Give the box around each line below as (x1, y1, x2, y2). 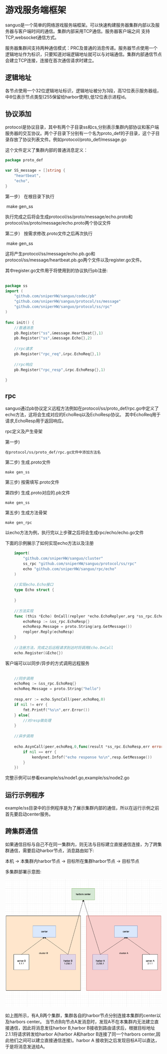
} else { (14, 712, 30, 717)
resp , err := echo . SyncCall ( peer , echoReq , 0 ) (14, 697, 106, 702)
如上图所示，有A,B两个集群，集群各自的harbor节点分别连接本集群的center (5, 1012, 157, 1018)
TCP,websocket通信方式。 (5, 34, 60, 40)
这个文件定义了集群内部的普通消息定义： (5, 147, 88, 153)
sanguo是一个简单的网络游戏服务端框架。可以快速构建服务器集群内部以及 (5, 22, 156, 28)
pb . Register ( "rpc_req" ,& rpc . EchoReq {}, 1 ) (14, 351, 101, 356)
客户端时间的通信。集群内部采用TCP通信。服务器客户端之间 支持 (18, 28, 150, 34)
